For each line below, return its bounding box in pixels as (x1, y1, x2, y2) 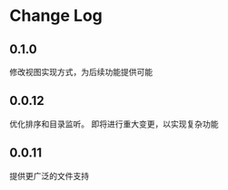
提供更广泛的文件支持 (9, 170, 89, 181)
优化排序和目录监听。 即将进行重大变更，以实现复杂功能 (9, 119, 219, 129)
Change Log (9, 5, 103, 26)
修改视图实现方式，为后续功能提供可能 (9, 67, 153, 77)
